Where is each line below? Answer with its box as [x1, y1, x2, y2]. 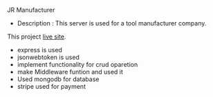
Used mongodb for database [17, 75, 100, 83]
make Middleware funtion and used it [17, 68, 123, 76]
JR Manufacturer [7, 6, 55, 14]
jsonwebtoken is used [17, 53, 80, 61]
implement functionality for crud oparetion [17, 61, 138, 68]
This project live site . [7, 32, 67, 41]
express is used [17, 46, 62, 54]
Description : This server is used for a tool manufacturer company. [17, 19, 207, 27]
